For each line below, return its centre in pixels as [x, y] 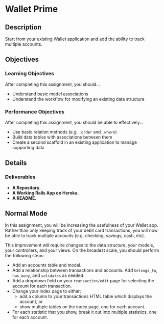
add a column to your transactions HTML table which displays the [86, 297]
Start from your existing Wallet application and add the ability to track [75, 39]
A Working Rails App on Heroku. [46, 193]
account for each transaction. [42, 286]
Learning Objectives [30, 74]
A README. [24, 198]
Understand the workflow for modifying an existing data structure [78, 99]
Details [16, 163]
